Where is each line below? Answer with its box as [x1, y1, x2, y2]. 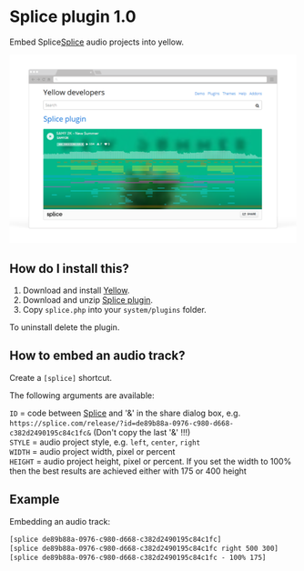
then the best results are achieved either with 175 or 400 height [9, 466, 248, 476]
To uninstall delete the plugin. [9, 321, 120, 333]
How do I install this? [9, 261, 129, 276]
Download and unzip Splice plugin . [22, 294, 153, 306]
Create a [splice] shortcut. [9, 372, 112, 383]
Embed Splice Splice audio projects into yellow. [9, 36, 185, 47]
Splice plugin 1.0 [9, 6, 137, 27]
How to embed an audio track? [9, 348, 186, 364]
